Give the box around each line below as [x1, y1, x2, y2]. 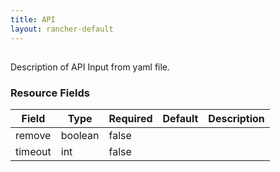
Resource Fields [10, 86, 90, 100]
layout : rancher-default [10, 24, 114, 34]
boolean [60, 129, 100, 143]
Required [108, 112, 153, 126]
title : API [10, 14, 56, 25]
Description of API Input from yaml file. [10, 61, 171, 73]
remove [15, 129, 52, 143]
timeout [15, 145, 52, 159]
